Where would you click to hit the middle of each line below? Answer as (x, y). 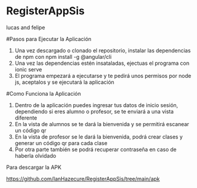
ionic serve (28, 69)
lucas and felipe (26, 27)
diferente (26, 118)
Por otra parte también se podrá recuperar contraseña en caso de (96, 149)
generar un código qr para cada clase (61, 143)
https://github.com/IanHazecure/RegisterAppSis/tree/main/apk (83, 178)
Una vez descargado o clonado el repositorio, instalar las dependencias (103, 50)
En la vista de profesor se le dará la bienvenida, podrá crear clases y (99, 137)
